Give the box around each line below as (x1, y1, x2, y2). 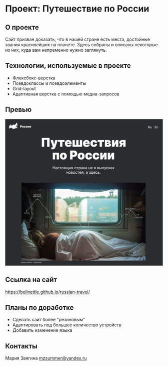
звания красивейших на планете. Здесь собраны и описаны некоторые (5, 42, 158, 48)
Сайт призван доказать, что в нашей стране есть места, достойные (5, 36, 150, 42)
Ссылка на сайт (5, 276, 57, 284)
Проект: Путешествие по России (5, 3, 149, 15)
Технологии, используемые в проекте (5, 61, 131, 70)
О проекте (5, 23, 39, 32)
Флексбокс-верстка (12, 75, 56, 81)
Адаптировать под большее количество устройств (12, 322, 121, 328)
